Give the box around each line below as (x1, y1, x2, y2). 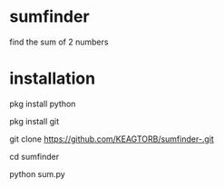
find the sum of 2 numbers (9, 36, 109, 47)
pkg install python (9, 98, 76, 109)
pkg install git (9, 115, 60, 126)
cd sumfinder (9, 151, 60, 162)
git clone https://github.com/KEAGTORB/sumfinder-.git (9, 134, 215, 144)
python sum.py (9, 168, 65, 179)
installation (9, 68, 96, 89)
